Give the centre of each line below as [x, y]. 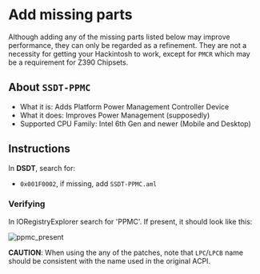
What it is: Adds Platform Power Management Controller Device [124, 106]
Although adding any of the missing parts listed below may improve [119, 37]
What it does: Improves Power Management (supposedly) [115, 115]
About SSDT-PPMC [50, 87]
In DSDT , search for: [42, 168]
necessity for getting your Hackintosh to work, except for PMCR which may [129, 54]
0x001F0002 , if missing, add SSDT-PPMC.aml [88, 183]
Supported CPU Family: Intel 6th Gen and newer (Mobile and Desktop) [136, 123]
